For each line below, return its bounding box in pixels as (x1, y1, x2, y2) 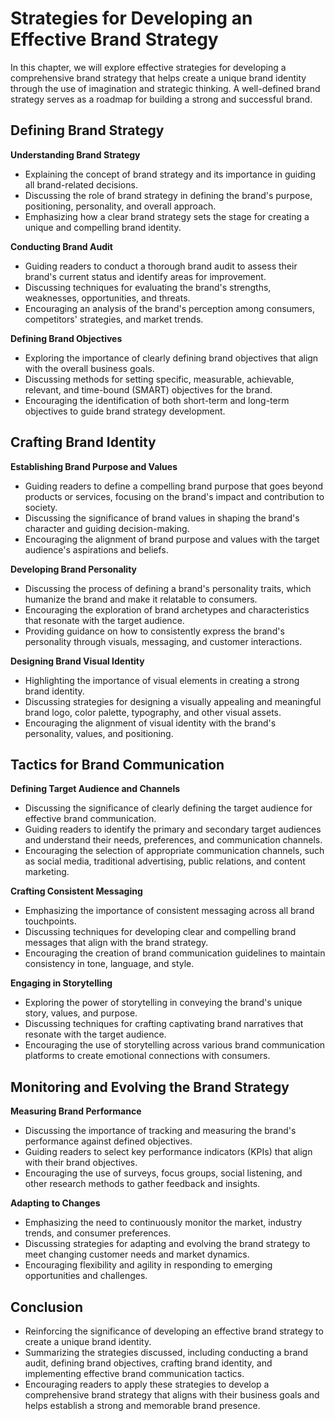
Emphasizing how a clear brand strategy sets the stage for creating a (24, 210, 310, 222)
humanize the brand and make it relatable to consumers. (24, 593, 258, 605)
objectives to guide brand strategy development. (24, 405, 226, 417)
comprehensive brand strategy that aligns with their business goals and (24, 1389, 320, 1401)
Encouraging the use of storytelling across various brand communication (24, 1039, 326, 1051)
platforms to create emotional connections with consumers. (24, 1050, 271, 1062)
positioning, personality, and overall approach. (24, 200, 217, 212)
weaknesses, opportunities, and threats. (24, 292, 191, 304)
